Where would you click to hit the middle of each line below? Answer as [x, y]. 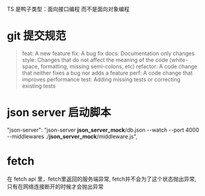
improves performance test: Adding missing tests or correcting [101, 79]
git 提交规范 [37, 36]
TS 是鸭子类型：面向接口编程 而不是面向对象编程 [68, 9]
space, [30, 66]
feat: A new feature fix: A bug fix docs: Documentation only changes [108, 53]
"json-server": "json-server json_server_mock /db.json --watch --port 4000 [103, 130]
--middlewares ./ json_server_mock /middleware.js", [72, 136]
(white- [179, 59]
